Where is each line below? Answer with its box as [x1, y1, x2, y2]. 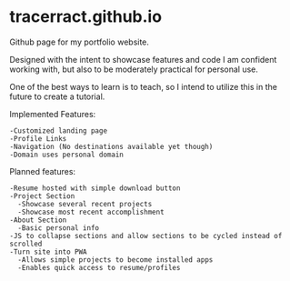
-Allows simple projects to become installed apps [17, 255, 214, 265]
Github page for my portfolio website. [9, 36, 150, 47]
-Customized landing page [9, 125, 107, 135]
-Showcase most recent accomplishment [17, 207, 165, 216]
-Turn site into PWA [9, 247, 88, 256]
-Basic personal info [17, 223, 100, 233]
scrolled [9, 239, 43, 248]
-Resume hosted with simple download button [9, 184, 181, 193]
